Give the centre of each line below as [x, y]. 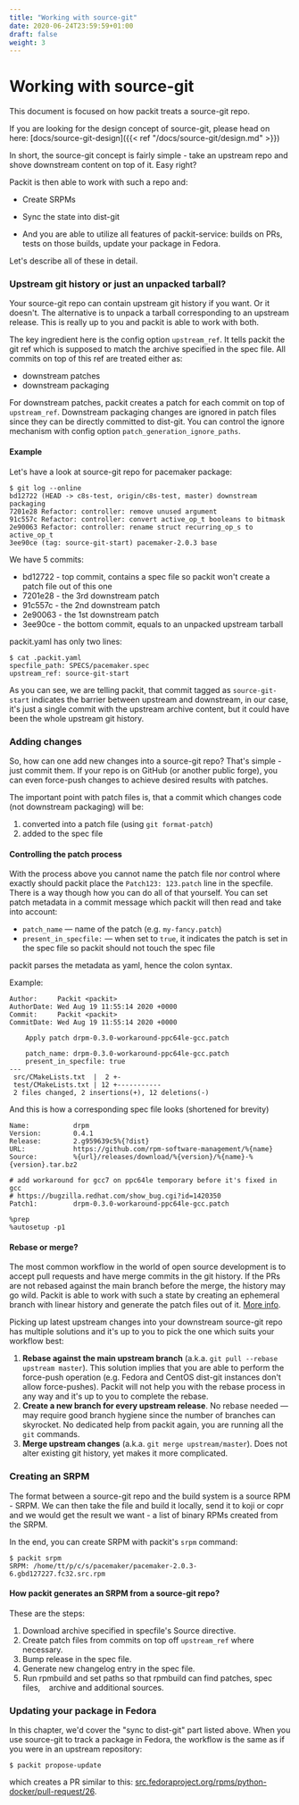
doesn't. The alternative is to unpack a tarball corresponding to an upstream [149, 313]
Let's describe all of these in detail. [74, 261]
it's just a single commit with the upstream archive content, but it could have [149, 709]
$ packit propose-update [55, 1766]
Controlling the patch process [66, 854]
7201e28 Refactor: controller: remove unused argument [113, 511]
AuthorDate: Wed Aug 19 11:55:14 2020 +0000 [93, 1007]
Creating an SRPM [50, 1476]
